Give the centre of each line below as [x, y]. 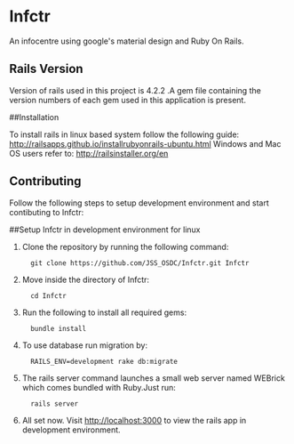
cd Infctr [48, 295]
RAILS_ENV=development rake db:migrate [104, 361]
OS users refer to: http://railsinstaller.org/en [89, 153]
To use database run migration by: [85, 345]
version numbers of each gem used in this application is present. [128, 100]
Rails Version [46, 69]
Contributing [45, 181]
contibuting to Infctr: [47, 212]
